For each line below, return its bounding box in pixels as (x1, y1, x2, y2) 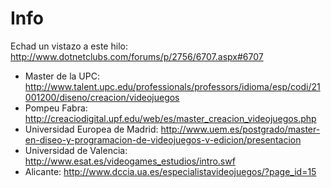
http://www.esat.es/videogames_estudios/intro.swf (24, 155, 236, 167)
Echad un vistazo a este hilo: (10, 40, 128, 52)
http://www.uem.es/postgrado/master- (160, 123, 321, 135)
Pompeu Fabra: (24, 102, 88, 114)
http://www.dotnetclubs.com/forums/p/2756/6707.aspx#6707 (10, 50, 264, 62)
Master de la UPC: (24, 70, 100, 82)
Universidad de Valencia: (24, 144, 128, 156)
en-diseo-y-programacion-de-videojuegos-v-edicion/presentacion (24, 133, 302, 146)
